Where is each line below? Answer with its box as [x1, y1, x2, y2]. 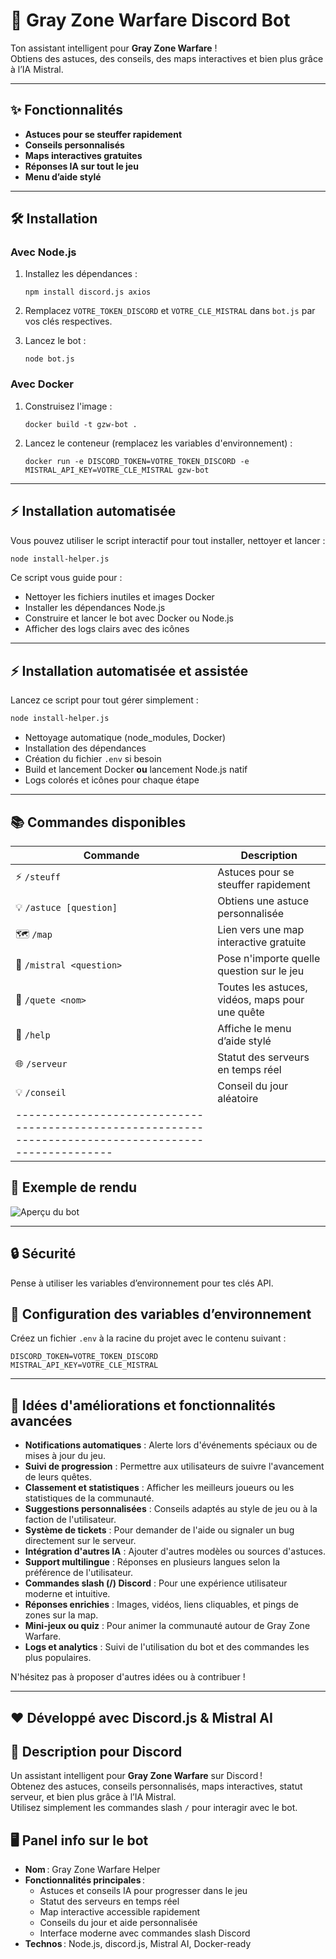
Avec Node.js [10, 245, 77, 259]
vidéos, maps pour [217, 992, 305, 1006]
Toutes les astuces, [217, 980, 308, 994]
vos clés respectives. [24, 315, 113, 328]
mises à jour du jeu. [24, 1450, 107, 1462]
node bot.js [24, 354, 75, 364]
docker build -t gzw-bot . [24, 419, 138, 429]
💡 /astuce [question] [15, 900, 118, 914]
